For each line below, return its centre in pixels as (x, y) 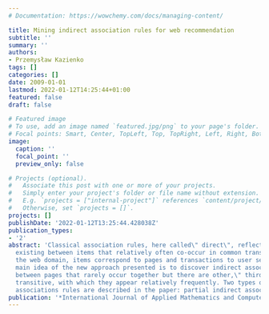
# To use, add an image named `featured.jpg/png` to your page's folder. (134, 127)
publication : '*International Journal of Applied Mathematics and (121, 297)
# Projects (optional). (48, 178)
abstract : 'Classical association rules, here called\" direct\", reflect (136, 245)
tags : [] (23, 68)
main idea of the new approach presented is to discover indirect (128, 268)
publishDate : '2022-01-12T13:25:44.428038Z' (84, 223)
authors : (23, 53)
